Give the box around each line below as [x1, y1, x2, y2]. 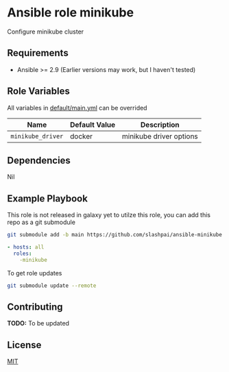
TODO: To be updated [7, 319, 70, 327]
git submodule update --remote [7, 282, 97, 289]
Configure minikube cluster [7, 27, 84, 36]
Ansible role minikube [7, 5, 134, 21]
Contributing [7, 301, 63, 312]
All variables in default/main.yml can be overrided [7, 103, 147, 112]
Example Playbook [7, 193, 88, 204]
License [7, 339, 42, 351]
